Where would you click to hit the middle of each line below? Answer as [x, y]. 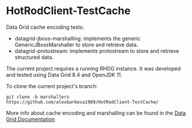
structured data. [34, 57]
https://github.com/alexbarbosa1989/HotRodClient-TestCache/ [82, 102]
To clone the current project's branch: [52, 86]
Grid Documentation [31, 119]
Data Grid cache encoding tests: [45, 27]
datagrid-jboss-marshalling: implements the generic [78, 38]
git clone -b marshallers [38, 97]
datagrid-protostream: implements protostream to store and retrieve [97, 50]
